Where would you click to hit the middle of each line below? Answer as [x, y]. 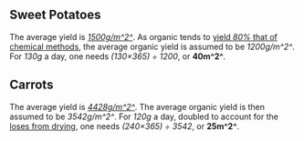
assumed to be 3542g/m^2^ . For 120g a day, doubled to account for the [144, 116]
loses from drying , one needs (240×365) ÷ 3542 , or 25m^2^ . [125, 126]
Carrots [31, 85]
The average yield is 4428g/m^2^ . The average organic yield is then [137, 106]
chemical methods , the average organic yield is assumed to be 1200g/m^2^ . [152, 46]
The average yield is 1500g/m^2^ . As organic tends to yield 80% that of [144, 36]
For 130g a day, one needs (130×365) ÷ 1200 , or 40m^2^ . [118, 56]
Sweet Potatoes [55, 15]
